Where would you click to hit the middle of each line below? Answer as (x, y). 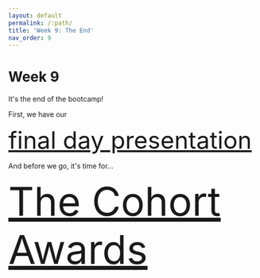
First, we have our (38, 114)
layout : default (35, 15)
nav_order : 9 (30, 38)
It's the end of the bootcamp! (56, 99)
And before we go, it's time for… (61, 166)
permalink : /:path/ (41, 23)
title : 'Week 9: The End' (51, 30)
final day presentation (130, 140)
